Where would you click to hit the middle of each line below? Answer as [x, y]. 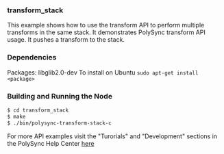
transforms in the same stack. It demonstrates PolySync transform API [106, 32]
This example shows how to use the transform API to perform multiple [106, 25]
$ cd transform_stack [38, 110]
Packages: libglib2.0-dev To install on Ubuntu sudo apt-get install [103, 72]
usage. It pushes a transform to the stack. [66, 40]
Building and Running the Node [60, 96]
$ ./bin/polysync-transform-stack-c [59, 123]
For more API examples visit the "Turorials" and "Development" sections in [112, 136]
